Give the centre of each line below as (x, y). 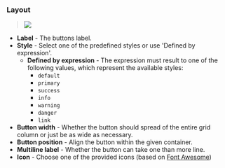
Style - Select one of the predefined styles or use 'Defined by (106, 45)
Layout (19, 10)
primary (49, 83)
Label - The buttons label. (54, 38)
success (49, 91)
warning (49, 106)
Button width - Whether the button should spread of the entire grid (114, 127)
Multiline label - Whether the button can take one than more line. (111, 150)
